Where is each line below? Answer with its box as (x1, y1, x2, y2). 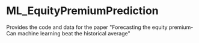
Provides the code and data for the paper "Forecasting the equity (6, 24, 168, 31)
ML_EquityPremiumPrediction (6, 4, 159, 18)
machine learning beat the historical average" (17, 29, 130, 37)
